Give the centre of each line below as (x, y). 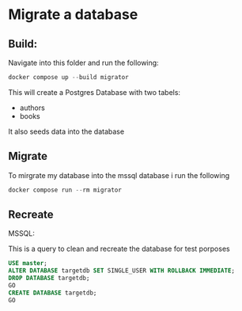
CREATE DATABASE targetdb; (53, 293)
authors (32, 108)
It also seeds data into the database (66, 131)
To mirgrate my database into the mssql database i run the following (119, 175)
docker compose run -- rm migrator (65, 190)
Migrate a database (73, 15)
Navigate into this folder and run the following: (84, 63)
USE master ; (28, 264)
